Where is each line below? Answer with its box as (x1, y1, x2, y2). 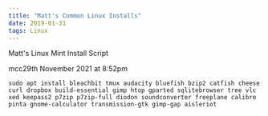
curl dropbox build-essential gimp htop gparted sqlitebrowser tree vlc (8, 86, 257, 94)
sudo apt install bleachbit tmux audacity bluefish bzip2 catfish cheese (8, 79, 261, 88)
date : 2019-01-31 (8, 19, 67, 27)
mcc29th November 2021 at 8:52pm (8, 64, 128, 74)
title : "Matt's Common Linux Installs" (8, 11, 142, 20)
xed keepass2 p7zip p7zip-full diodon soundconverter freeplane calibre (8, 94, 257, 102)
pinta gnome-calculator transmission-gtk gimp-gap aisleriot (8, 101, 217, 109)
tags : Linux (8, 26, 48, 34)
